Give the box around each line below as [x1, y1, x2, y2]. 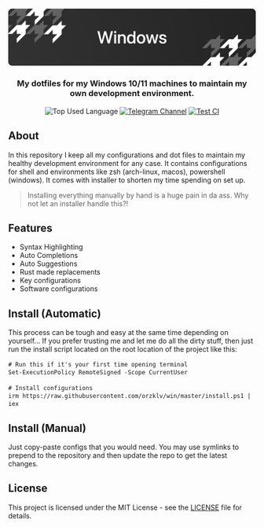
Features [8, 221, 53, 234]
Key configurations [19, 276, 81, 286]
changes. [8, 459, 38, 468]
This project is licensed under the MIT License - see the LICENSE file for [8, 503, 242, 512]
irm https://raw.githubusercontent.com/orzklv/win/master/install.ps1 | [8, 392, 251, 400]
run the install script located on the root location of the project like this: [8, 345, 237, 354]
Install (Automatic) [8, 307, 101, 320]
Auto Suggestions [19, 259, 78, 268]
